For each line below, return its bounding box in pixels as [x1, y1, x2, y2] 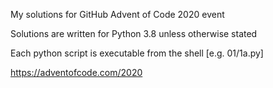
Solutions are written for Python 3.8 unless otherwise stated [10, 28, 258, 39]
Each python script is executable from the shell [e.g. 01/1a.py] [10, 47, 264, 59]
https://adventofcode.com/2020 [10, 67, 143, 78]
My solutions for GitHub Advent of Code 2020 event [10, 9, 225, 20]
